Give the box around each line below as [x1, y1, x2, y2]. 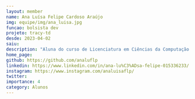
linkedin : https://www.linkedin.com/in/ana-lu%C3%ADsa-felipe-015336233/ [6, 62, 190, 69]
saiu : [6, 41, 19, 47]
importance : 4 [6, 79, 41, 85]
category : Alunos [6, 84, 48, 90]
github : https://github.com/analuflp [6, 57, 98, 63]
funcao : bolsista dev [6, 24, 59, 31]
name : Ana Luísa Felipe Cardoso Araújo [6, 14, 103, 20]
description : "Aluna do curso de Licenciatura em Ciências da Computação [6, 47, 190, 52]
